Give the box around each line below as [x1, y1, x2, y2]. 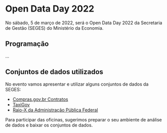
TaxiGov [12, 101, 30, 107]
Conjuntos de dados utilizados [5, 68, 104, 76]
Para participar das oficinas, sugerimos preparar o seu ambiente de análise [5, 116, 162, 122]
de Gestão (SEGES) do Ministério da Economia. [5, 25, 104, 31]
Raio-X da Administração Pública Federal [12, 107, 98, 113]
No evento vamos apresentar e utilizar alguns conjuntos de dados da [5, 81, 149, 87]
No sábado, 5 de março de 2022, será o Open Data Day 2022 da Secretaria [5, 20, 162, 26]
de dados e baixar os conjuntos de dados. [5, 122, 93, 128]
